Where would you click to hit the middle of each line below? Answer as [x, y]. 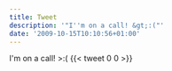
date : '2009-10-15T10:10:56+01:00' [75, 33]
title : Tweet [33, 17]
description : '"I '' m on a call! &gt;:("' [87, 25]
